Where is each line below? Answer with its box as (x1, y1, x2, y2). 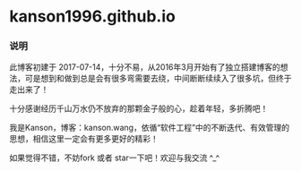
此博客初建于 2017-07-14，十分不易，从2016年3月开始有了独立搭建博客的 (9, 62, 280, 73)
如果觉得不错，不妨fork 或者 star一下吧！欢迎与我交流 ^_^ (9, 152, 219, 163)
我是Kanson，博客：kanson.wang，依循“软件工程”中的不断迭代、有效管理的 (9, 123, 290, 133)
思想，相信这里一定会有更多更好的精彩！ (9, 133, 159, 144)
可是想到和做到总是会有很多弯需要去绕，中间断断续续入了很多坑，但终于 (24, 73, 292, 84)
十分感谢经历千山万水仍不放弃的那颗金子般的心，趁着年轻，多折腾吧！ (9, 103, 269, 114)
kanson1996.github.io (9, 6, 176, 27)
